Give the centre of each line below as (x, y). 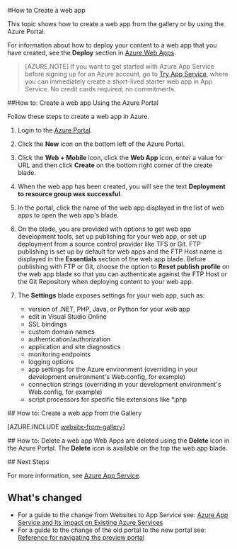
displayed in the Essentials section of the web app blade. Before (112, 259)
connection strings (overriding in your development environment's (125, 384)
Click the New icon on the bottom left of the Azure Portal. (101, 144)
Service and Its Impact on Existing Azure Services (90, 522)
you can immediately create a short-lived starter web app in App (118, 81)
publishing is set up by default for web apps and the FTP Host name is (120, 251)
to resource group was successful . (70, 194)
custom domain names (61, 332)
